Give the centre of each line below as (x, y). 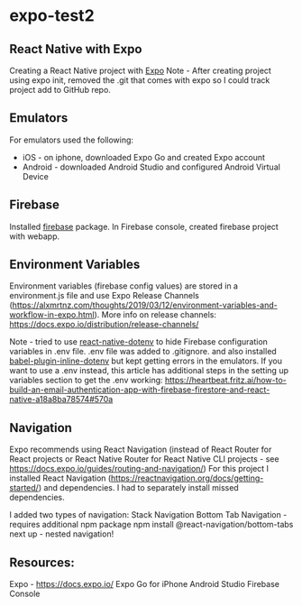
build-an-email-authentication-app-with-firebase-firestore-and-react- (140, 390)
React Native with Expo (76, 49)
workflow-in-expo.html (52, 315)
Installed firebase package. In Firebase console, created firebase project (144, 226)
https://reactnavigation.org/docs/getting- (188, 478)
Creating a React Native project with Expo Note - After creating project (141, 70)
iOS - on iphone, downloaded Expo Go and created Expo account (144, 157)
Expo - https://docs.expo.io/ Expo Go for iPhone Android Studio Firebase (144, 584)
